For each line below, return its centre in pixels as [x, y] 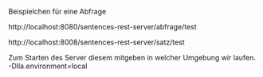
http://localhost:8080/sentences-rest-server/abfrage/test [102, 27]
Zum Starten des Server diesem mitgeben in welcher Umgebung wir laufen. [132, 58]
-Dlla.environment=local [48, 66]
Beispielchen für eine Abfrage [57, 12]
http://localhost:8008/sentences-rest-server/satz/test [96, 42]
